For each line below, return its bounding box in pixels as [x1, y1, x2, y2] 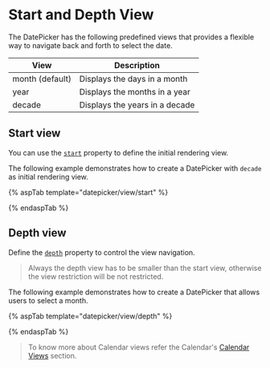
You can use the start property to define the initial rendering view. [8, 148, 229, 157]
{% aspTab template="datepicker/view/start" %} [8, 187, 169, 197]
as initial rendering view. [8, 172, 88, 181]
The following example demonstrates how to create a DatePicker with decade [8, 163, 262, 173]
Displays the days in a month [79, 73, 188, 84]
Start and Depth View [8, 6, 154, 24]
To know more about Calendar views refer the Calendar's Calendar [27, 342, 250, 352]
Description [113, 59, 161, 71]
